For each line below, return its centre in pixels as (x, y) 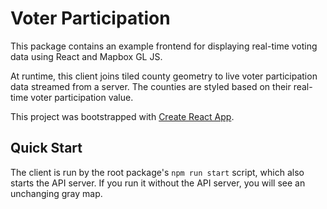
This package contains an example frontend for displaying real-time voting (164, 46)
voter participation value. (82, 97)
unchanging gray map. (56, 193)
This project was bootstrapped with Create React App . (122, 116)
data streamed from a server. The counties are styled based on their (151, 86)
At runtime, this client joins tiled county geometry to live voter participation (164, 76)
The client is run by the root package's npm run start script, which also (157, 172)
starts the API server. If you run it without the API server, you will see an (158, 183)
